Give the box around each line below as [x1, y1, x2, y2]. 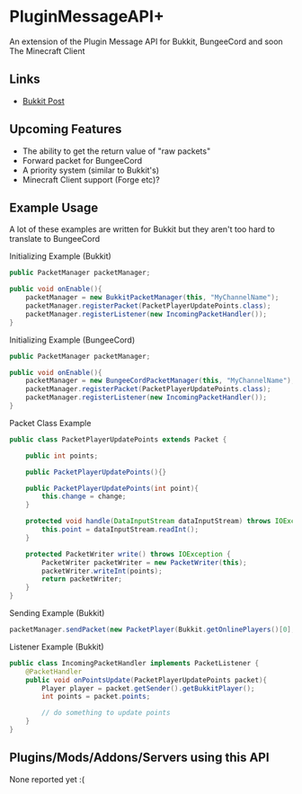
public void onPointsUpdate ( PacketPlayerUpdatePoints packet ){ [25, 675, 268, 684]
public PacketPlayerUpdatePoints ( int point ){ [25, 484, 200, 493]
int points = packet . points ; [41, 692, 151, 701]
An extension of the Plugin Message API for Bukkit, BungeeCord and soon [9, 36, 283, 47]
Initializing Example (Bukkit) [9, 251, 112, 262]
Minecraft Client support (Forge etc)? [22, 174, 160, 185]
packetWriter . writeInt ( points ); [41, 567, 164, 575]
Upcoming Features [9, 121, 122, 137]
